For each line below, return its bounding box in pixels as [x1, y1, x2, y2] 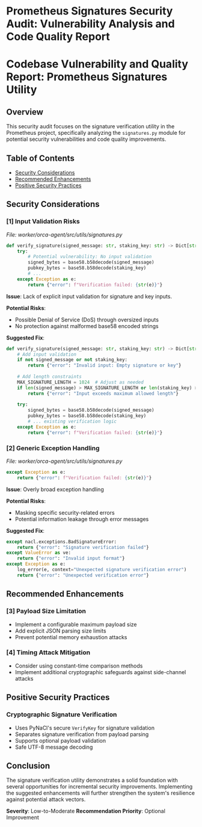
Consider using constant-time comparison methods [14, 662, 143, 669]
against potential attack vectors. [6, 796, 86, 803]
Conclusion [6, 760, 50, 771]
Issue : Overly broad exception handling [6, 486, 104, 493]
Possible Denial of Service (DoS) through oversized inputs [14, 316, 159, 323]
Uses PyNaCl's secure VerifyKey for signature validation [14, 724, 155, 731]
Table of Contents [6, 153, 75, 163]
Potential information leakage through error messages [14, 515, 149, 522]
